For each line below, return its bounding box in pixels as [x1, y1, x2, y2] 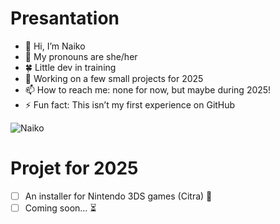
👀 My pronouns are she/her [24, 50, 138, 62]
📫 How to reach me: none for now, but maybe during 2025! [24, 83, 272, 96]
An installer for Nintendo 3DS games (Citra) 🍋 [24, 190, 213, 202]
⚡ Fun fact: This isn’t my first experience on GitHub [24, 98, 236, 111]
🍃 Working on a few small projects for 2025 [24, 72, 204, 84]
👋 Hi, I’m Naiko [24, 40, 86, 52]
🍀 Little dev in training [24, 61, 117, 73]
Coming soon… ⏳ [24, 202, 97, 214]
